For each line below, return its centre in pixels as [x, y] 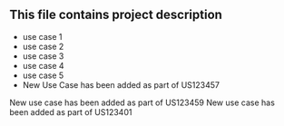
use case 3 [43, 56]
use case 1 [42, 36]
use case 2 [43, 46]
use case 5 [43, 75]
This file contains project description [116, 15]
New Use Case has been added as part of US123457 [121, 84]
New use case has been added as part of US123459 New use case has [142, 102]
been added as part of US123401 [71, 111]
